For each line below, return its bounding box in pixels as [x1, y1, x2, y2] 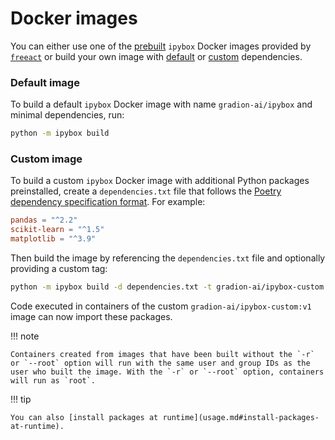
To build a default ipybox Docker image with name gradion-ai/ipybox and [10, 98, 313, 111]
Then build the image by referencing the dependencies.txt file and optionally [10, 252, 326, 264]
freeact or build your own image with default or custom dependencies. [10, 50, 303, 62]
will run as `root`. [10, 375, 97, 386]
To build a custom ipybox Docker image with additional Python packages [10, 175, 310, 187]
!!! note [10, 330, 40, 342]
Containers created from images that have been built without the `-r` [10, 349, 315, 359]
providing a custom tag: [10, 263, 108, 275]
